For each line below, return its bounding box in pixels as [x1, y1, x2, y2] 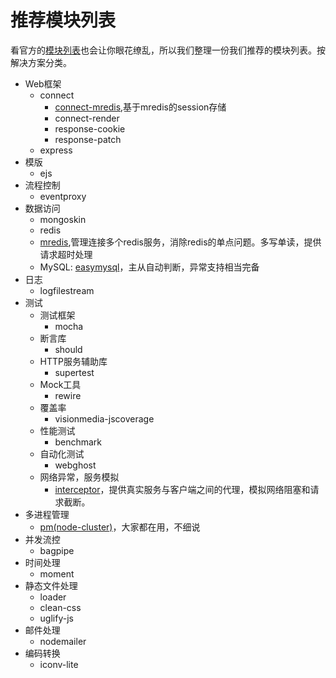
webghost [54, 459, 97, 471]
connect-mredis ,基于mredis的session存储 [54, 101, 227, 113]
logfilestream [39, 284, 95, 296]
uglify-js [39, 612, 74, 624]
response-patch [54, 133, 122, 145]
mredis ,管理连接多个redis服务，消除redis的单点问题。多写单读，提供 [39, 236, 322, 248]
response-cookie [54, 122, 126, 135]
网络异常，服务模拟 [39, 471, 120, 483]
